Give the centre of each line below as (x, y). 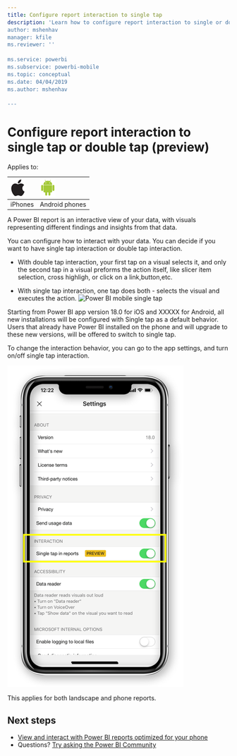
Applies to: (23, 167)
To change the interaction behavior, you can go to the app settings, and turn (118, 348)
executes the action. (47, 298)
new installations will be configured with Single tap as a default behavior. (113, 319)
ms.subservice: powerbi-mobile (53, 67)
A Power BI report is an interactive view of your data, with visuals (102, 220)
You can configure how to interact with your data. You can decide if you (111, 241)
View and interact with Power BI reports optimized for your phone (113, 738)
